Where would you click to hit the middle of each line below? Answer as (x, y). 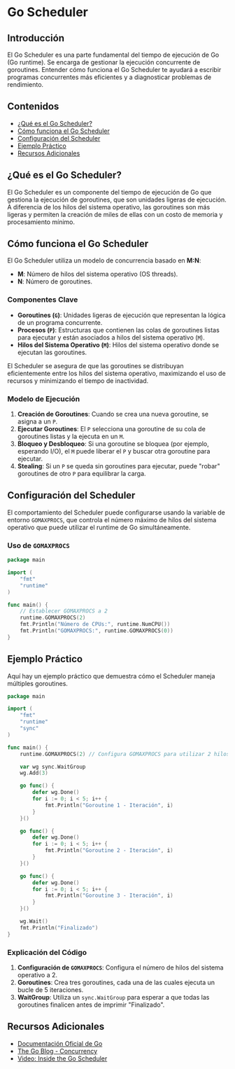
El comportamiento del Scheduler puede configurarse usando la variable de (116, 512)
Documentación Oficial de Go (60, 1043)
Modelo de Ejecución (44, 398)
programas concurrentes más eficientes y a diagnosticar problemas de (109, 77)
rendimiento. (26, 84)
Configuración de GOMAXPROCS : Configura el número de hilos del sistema (120, 967)
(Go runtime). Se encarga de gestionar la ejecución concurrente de (104, 62)
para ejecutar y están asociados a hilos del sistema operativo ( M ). (111, 337)
